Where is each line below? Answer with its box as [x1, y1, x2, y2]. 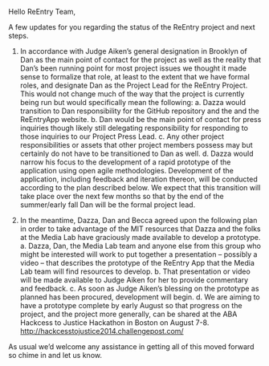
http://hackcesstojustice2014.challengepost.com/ [19, 327, 184, 335]
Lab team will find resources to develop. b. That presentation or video [19, 266, 251, 276]
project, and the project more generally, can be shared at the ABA [19, 309, 238, 319]
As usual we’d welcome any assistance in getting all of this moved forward [8, 342, 255, 352]
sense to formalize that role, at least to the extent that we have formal [19, 72, 251, 81]
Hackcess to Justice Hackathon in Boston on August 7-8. [19, 318, 210, 327]
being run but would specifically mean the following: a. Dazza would [19, 98, 247, 107]
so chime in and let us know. [8, 351, 103, 360]
